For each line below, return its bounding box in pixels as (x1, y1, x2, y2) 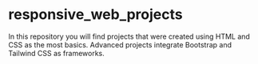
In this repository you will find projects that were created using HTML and (8, 32, 250, 41)
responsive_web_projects (8, 6, 183, 24)
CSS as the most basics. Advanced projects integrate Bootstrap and (8, 40, 232, 49)
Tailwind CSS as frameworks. (8, 48, 105, 58)
